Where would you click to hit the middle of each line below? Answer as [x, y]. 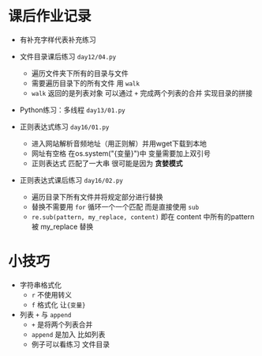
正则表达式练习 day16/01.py [64, 127]
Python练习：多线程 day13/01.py [73, 110]
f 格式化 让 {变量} [58, 305]
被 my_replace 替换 [62, 226]
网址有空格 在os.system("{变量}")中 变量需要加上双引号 [121, 153]
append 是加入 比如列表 [68, 334]
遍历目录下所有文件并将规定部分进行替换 [97, 197]
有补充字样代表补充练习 [58, 40]
